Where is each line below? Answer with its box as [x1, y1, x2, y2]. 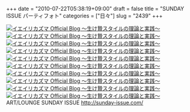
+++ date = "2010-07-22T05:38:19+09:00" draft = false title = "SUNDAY [6, 5, 184, 12]
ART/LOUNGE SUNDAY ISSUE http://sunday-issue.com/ [6, 99, 143, 106]
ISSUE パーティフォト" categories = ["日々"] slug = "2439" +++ [6, 12, 163, 19]
